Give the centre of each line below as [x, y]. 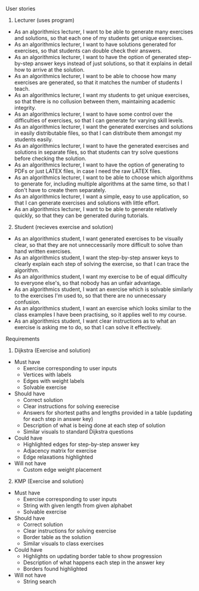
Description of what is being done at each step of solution [94, 425]
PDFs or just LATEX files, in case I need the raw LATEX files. [88, 171]
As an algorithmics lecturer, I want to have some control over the [94, 114]
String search [40, 581]
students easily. [33, 139]
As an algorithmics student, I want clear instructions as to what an [95, 321]
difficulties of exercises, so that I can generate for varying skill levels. [99, 120]
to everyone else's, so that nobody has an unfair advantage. [88, 283]
